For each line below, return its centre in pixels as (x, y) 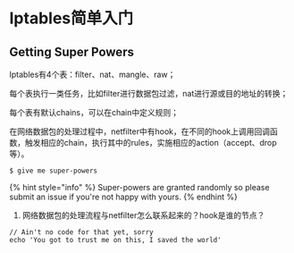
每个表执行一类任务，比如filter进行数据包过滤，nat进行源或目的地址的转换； (149, 93)
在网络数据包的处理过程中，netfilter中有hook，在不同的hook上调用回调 (140, 131)
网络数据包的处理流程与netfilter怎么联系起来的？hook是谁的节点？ (143, 215)
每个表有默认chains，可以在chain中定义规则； (94, 112)
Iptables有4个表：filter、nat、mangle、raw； (92, 74)
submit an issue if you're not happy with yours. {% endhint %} (124, 197)
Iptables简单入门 (71, 18)
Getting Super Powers (71, 51)
